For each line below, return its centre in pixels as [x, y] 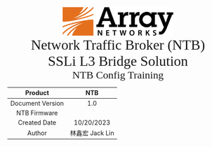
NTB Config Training [118, 75]
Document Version [37, 103]
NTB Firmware [37, 113]
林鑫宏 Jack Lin [92, 133]
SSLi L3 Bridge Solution [118, 61]
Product [37, 93]
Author [37, 133]
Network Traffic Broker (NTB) [118, 45]
